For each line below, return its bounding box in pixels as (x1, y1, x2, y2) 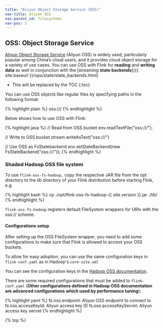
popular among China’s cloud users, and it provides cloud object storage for (5, 57, 157, 63)
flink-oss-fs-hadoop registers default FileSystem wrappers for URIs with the (5, 207, 159, 212)
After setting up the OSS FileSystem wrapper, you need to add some (5, 233, 142, 239)
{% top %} (5, 317, 26, 323)
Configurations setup (5, 223, 50, 229)
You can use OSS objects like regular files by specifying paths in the (5, 91, 142, 97)
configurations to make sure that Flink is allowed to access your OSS (5, 239, 143, 245)
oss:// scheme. (5, 212, 35, 217)
